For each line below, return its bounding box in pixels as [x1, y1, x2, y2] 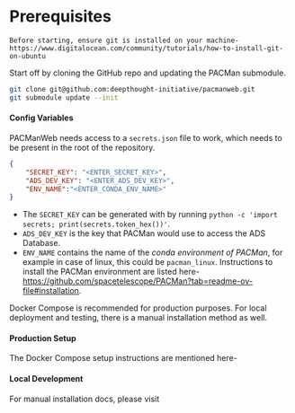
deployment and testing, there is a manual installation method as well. [9, 312, 268, 323]
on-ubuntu [9, 51, 47, 60]
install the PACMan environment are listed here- [22, 267, 200, 277]
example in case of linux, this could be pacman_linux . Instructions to [22, 257, 273, 268]
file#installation [22, 286, 79, 296]
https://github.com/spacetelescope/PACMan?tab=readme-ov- [22, 276, 254, 286]
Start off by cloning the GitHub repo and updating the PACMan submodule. [9, 67, 286, 78]
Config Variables [9, 112, 74, 123]
